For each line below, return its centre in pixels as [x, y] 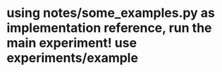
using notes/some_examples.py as [111, 13]
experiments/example [73, 58]
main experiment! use [72, 43]
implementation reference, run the [109, 28]
